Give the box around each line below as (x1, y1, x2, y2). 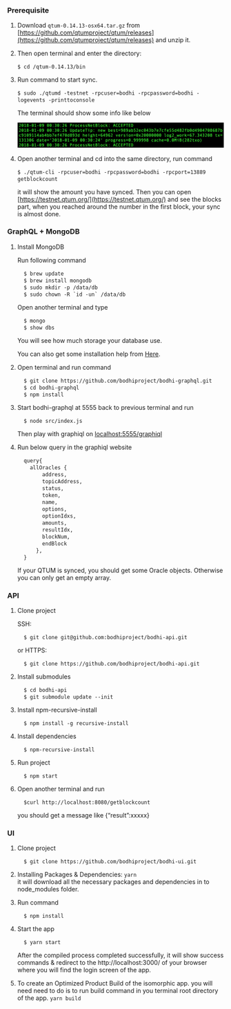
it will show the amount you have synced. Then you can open (17, 187, 192, 196)
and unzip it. (155, 36, 191, 44)
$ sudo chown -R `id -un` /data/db (23, 291, 126, 298)
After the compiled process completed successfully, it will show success (17, 951, 224, 959)
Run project (17, 759, 50, 767)
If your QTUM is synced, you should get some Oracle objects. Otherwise (17, 566, 223, 574)
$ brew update (23, 270, 64, 277)
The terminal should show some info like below (17, 109, 151, 117)
